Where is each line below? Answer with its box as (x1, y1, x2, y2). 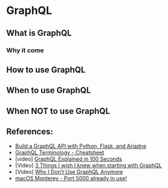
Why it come (6, 46, 44, 55)
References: (6, 127, 53, 137)
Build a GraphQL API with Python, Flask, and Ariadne (15, 143, 147, 150)
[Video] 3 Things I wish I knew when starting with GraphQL (15, 162, 162, 169)
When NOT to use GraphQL (6, 106, 111, 116)
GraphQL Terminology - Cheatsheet (15, 149, 105, 156)
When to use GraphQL (6, 86, 91, 96)
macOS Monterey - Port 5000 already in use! (15, 175, 127, 182)
